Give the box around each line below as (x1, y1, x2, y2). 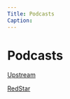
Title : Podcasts (7, 10, 55, 18)
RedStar (7, 84, 31, 93)
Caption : (7, 17, 33, 24)
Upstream (7, 71, 36, 79)
